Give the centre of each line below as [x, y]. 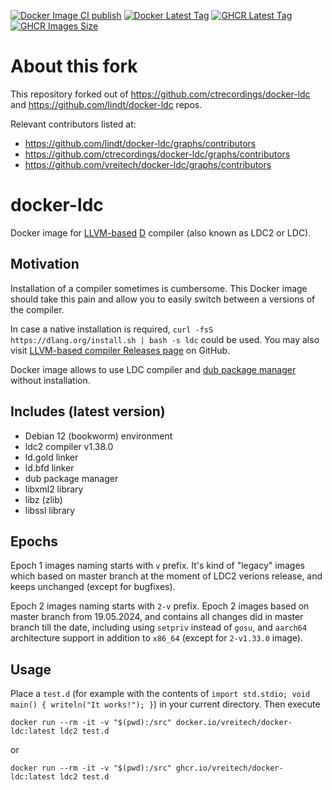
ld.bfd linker [49, 467]
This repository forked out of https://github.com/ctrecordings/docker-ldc [160, 94]
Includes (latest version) [88, 411]
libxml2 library [54, 489]
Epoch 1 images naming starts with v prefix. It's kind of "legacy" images [157, 566]
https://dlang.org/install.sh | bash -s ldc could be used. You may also [165, 339]
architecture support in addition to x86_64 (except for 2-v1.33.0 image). [156, 638]
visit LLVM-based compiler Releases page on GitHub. [120, 350]
